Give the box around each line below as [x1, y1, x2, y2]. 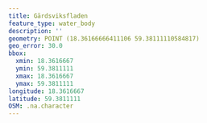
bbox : [8, 49, 27, 57]
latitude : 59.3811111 [8, 95, 81, 103]
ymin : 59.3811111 [15, 65, 74, 73]
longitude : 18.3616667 [8, 87, 85, 95]
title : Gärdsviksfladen [8, 11, 89, 20]
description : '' [8, 27, 63, 35]
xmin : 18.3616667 [15, 57, 74, 66]
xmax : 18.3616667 [15, 72, 74, 80]
